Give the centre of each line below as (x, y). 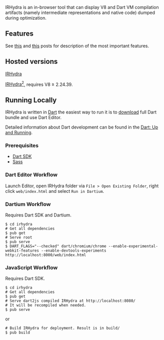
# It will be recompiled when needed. (46, 305)
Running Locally (31, 100)
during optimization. (26, 18)
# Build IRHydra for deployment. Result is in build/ (63, 328)
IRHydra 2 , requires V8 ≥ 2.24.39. (39, 84)
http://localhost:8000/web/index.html (46, 255)
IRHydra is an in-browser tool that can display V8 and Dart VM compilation (82, 7)
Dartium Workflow (28, 204)
